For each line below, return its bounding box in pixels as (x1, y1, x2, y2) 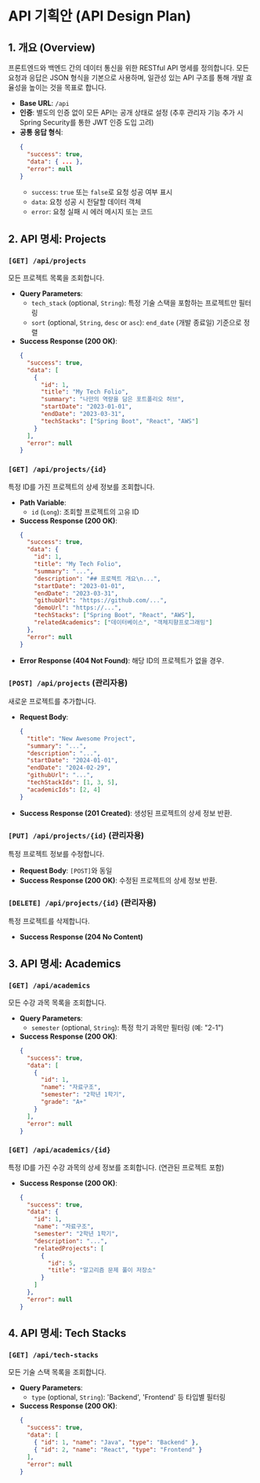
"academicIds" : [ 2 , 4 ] (27, 786, 101, 794)
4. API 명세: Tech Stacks (8, 1327, 127, 1340)
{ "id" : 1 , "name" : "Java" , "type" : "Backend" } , (34, 1438, 200, 1447)
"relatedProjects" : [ (34, 1244, 104, 1252)
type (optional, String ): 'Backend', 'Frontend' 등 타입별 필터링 (31, 1393, 226, 1402)
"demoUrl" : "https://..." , (34, 604, 122, 612)
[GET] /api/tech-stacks (8, 1351, 99, 1360)
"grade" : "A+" (40, 1098, 87, 1106)
